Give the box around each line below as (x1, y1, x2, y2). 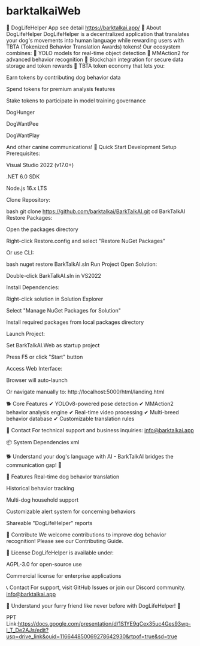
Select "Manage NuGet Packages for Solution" (6, 307, 122, 314)
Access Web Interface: (6, 365, 63, 372)
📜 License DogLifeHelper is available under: (6, 549, 114, 556)
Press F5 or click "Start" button (6, 353, 83, 360)
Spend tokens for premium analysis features (6, 85, 116, 92)
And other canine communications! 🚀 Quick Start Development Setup (6, 143, 177, 150)
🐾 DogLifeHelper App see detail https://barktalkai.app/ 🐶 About (6, 24, 162, 31)
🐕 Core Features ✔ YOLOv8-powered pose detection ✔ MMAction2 (6, 400, 174, 407)
